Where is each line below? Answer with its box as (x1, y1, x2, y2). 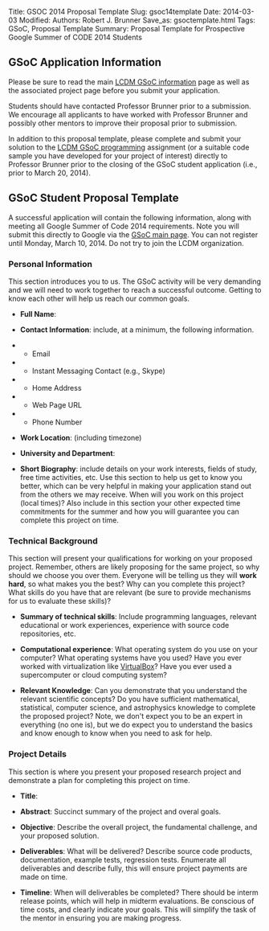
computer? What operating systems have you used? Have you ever (19, 653, 243, 662)
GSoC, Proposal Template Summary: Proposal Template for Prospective (8, 24, 245, 33)
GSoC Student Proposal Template (8, 191, 179, 205)
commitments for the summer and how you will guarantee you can (19, 507, 239, 516)
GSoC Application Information (8, 55, 162, 69)
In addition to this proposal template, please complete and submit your (8, 133, 242, 143)
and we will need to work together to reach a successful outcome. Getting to (8, 285, 262, 294)
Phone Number (31, 417, 83, 427)
